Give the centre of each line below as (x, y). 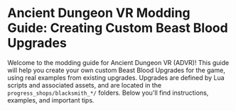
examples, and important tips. (51, 100)
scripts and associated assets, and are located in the (85, 85)
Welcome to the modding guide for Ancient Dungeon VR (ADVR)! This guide (118, 62)
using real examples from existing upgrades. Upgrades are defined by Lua (116, 77)
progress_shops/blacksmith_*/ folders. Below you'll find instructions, (108, 93)
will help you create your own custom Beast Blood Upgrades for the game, (116, 70)
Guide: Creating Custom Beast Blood (118, 28)
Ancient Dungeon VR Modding (99, 13)
